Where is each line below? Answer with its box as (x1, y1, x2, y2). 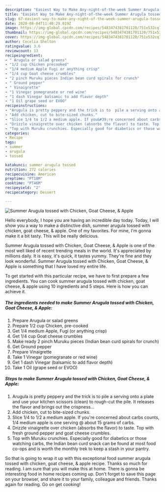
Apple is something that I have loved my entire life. (5, 263, 107, 269)
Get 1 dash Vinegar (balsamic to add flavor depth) (12, 359, 113, 365)
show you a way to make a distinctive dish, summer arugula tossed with (5, 222, 151, 228)
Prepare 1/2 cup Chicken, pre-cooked (12, 323, 88, 329)
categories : (5, 131, 29, 136)
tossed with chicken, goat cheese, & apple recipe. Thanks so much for (5, 461, 148, 466)
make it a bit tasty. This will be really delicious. (5, 233, 99, 239)
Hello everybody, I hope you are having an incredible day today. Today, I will (5, 217, 159, 223)
